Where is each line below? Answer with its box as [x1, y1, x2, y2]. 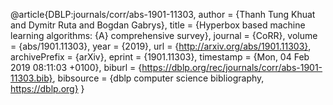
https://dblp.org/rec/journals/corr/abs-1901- [141, 62, 323, 73]
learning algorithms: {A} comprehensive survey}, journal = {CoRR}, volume [10, 30, 318, 41]
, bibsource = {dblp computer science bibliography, [52, 72, 265, 84]
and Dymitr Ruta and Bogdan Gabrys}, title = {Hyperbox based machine [10, 19, 306, 31]
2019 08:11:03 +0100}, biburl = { [10, 62, 143, 73]
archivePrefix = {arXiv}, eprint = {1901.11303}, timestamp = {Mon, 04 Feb [10, 51, 310, 63]
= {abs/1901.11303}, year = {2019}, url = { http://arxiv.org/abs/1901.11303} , [10, 40, 312, 52]
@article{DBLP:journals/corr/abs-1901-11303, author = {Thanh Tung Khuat [10, 9, 316, 20]
